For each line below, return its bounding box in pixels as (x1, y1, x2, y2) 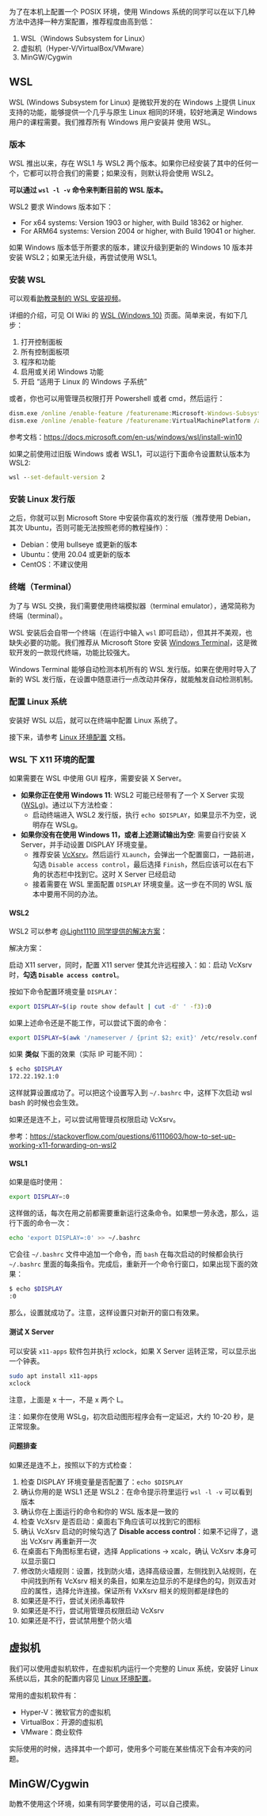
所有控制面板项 (20, 347, 70, 357)
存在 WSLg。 (39, 820, 82, 830)
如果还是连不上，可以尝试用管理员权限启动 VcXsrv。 (9, 1114, 181, 1124)
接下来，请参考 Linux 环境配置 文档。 (9, 732, 130, 742)
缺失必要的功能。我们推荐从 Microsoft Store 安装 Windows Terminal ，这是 (9, 637, 251, 647)
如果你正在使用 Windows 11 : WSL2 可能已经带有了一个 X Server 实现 (20, 791, 245, 800)
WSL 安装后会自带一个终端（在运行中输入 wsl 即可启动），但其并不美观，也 (9, 628, 253, 637)
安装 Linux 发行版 (9, 494, 76, 505)
